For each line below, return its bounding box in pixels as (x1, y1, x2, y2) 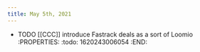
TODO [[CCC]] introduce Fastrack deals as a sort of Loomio (17, 30, 194, 38)
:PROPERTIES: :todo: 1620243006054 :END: (17, 37, 148, 46)
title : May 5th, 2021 (7, 10, 72, 18)
